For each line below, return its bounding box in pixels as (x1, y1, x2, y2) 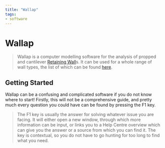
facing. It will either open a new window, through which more (17, 117, 141, 123)
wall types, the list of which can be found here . (17, 64, 112, 70)
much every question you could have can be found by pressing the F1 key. (5, 102, 156, 108)
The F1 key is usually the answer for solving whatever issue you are (17, 112, 154, 118)
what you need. (17, 138, 49, 144)
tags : (5, 12, 16, 17)
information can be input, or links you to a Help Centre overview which (17, 122, 161, 128)
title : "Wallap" (5, 7, 38, 12)
